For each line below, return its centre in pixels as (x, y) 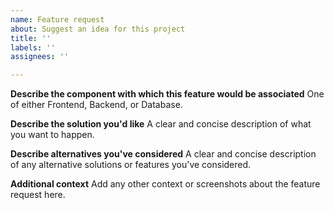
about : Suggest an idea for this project (98, 29)
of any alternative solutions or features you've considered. (131, 165)
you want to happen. (52, 135)
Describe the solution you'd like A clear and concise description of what (161, 124)
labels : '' (33, 47)
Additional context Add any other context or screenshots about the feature (165, 184)
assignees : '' (40, 57)
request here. (38, 195)
